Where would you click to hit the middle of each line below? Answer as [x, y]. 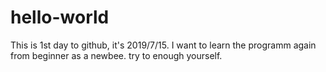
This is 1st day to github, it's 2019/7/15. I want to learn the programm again [163, 45]
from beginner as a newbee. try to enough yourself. [116, 55]
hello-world [60, 17]
